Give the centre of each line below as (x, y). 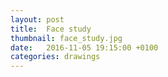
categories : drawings (55, 57)
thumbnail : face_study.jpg (66, 38)
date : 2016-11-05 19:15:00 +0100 (84, 47)
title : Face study (51, 29)
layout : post (37, 19)
